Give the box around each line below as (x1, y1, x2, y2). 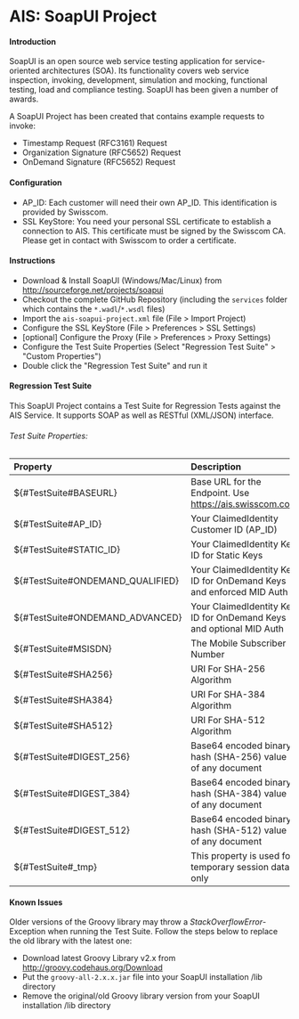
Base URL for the (190, 476, 262, 488)
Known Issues (9, 897, 63, 908)
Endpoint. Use (190, 487, 250, 500)
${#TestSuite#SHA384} (13, 694, 113, 706)
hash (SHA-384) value (190, 787, 287, 800)
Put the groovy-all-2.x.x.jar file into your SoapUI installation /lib (21, 972, 263, 982)
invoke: (9, 120, 36, 131)
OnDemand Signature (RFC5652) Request (21, 157, 176, 167)
